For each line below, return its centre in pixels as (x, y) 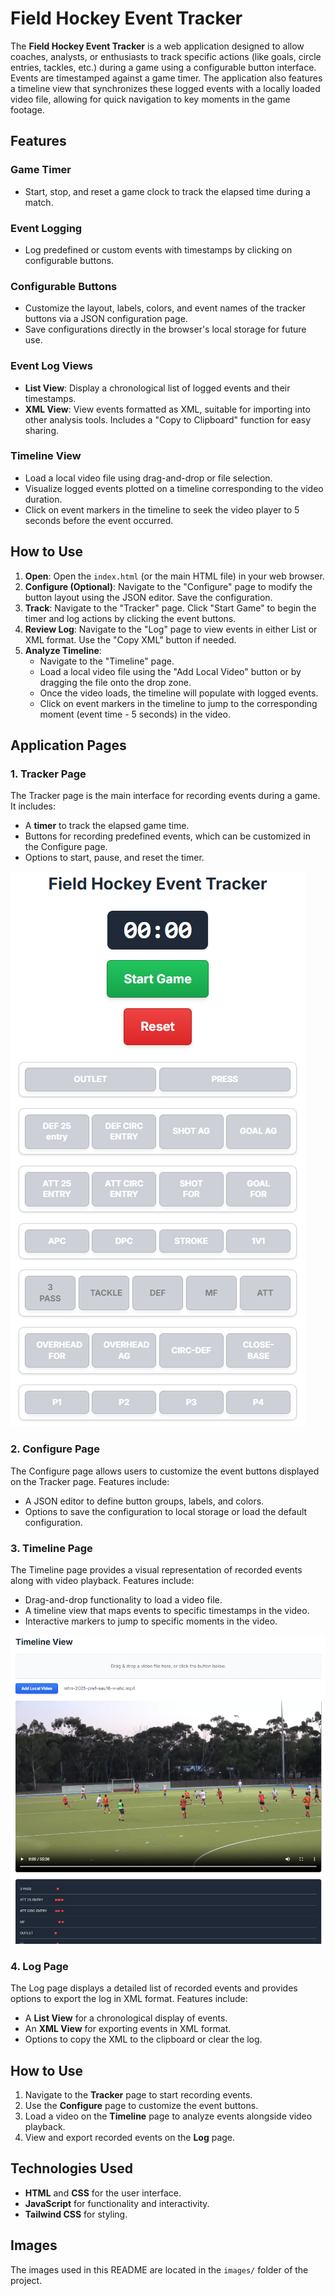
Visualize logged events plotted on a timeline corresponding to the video (174, 488)
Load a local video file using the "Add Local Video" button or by (170, 671)
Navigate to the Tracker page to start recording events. (138, 2095)
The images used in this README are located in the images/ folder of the (159, 2269)
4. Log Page (39, 1966)
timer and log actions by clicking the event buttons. (130, 618)
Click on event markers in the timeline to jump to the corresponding (178, 703)
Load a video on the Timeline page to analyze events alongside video (168, 2116)
